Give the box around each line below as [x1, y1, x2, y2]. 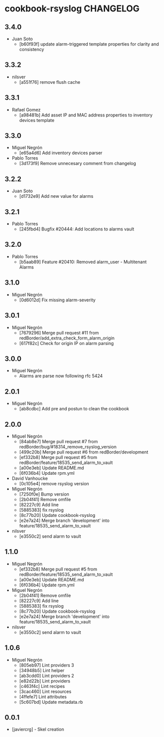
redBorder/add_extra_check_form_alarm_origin [19, 335, 115, 341]
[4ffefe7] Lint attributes [19, 693, 67, 699]
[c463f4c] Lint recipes [19, 683, 65, 689]
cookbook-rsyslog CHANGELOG [4, 3, 140, 14]
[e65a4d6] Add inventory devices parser [19, 150, 103, 156]
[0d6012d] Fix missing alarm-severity [19, 297, 96, 303]
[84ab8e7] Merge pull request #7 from [19, 438, 98, 444]
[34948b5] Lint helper [19, 667, 65, 673]
